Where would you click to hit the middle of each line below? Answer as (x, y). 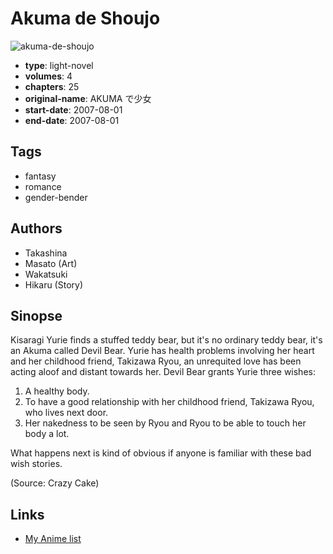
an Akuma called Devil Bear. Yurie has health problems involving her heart (162, 351)
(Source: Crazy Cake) (55, 483)
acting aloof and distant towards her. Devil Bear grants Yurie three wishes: (163, 372)
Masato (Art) (51, 263)
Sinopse (36, 315)
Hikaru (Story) (54, 284)
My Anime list (53, 539)
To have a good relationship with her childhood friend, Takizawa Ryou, (169, 402)
